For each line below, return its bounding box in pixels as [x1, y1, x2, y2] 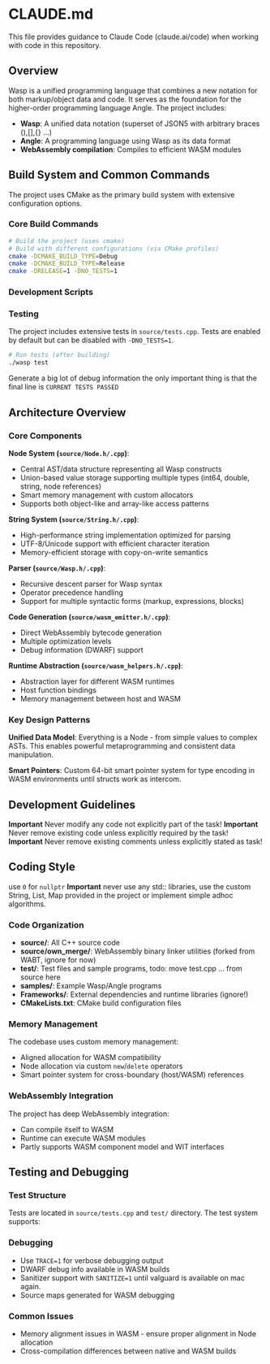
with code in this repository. [8, 40, 101, 50]
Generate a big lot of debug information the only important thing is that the [8, 373, 258, 383]
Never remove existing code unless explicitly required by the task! [8, 828, 229, 837]
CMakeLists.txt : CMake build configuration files [19, 998, 182, 1008]
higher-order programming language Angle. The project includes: [8, 102, 227, 112]
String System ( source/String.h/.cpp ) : [8, 514, 139, 524]
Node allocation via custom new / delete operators [19, 1062, 183, 1071]
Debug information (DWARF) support [19, 645, 144, 654]
